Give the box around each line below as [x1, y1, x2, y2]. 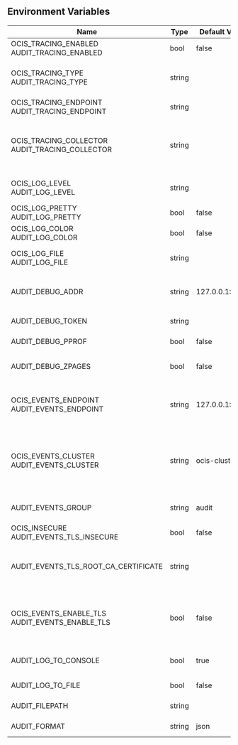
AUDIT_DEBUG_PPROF [11, 336, 87, 346]
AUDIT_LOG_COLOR [11, 232, 78, 242]
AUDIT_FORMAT [11, 721, 66, 731]
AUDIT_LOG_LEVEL [11, 187, 76, 197]
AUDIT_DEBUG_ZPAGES [11, 361, 91, 371]
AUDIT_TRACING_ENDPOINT [11, 106, 107, 116]
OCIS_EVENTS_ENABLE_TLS [11, 608, 106, 618]
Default [199, 26, 225, 36]
